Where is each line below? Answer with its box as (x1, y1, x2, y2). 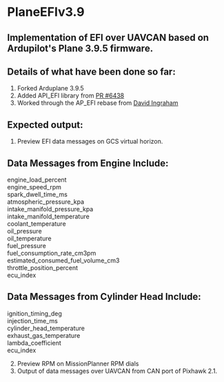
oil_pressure (7, 227, 43, 236)
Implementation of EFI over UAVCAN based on (7, 32, 209, 44)
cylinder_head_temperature (7, 324, 85, 332)
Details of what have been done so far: (7, 66, 176, 77)
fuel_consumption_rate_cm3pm (7, 249, 96, 258)
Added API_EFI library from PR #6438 (17, 91, 125, 100)
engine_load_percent (7, 175, 67, 184)
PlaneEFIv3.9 (7, 4, 85, 20)
